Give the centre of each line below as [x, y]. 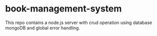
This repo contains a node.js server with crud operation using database [79, 22]
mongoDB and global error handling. [42, 27]
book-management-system [63, 9]
